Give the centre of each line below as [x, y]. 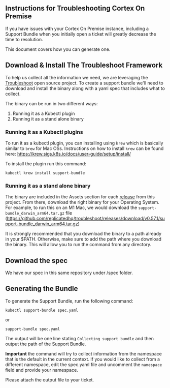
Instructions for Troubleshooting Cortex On [75, 8]
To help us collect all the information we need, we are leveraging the [77, 77]
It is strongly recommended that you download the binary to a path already [83, 234]
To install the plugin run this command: [46, 163]
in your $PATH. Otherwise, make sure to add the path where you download [83, 239]
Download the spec [37, 261]
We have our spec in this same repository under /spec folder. [69, 273]
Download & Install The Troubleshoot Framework [84, 65]
